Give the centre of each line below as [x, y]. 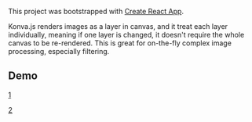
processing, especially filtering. [59, 51]
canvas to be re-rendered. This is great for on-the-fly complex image [120, 43]
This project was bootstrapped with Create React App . [96, 11]
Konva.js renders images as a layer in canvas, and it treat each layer [118, 26]
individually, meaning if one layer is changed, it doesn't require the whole [126, 35]
